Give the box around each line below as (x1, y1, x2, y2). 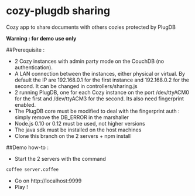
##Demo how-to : (6, 144, 49, 151)
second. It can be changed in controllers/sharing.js (14, 82, 138, 89)
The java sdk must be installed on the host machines (14, 126, 142, 133)
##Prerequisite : (6, 46, 45, 53)
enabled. (14, 101, 36, 108)
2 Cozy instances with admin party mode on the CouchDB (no (14, 58, 165, 65)
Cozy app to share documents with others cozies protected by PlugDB (6, 23, 176, 31)
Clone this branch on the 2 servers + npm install (14, 132, 131, 139)
